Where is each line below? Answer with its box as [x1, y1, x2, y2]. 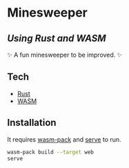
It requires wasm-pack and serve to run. [7, 135, 122, 143]
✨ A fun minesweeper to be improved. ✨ [7, 50, 123, 59]
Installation [7, 117, 57, 129]
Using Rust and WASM [7, 32, 106, 44]
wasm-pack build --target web [7, 149, 95, 156]
